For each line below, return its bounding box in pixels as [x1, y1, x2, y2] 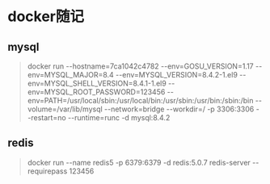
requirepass [27, 166, 68, 176]
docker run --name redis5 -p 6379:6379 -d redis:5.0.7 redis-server [27, 157, 251, 167]
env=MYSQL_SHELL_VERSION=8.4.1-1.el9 [27, 78, 167, 88]
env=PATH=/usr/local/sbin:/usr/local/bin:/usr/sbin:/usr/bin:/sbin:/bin [27, 96, 254, 105]
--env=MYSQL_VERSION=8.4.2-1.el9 [115, 70, 238, 79]
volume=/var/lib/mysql [27, 104, 103, 114]
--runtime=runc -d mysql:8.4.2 [67, 113, 171, 122]
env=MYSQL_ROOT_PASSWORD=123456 [27, 87, 166, 97]
